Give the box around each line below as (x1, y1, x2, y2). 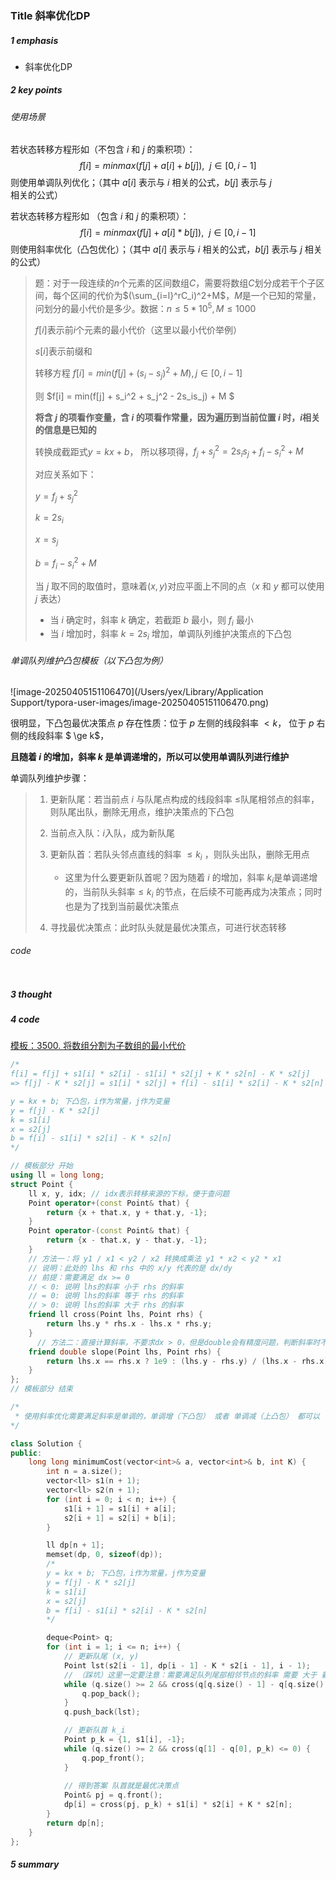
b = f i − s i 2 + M (34, 555, 97, 571)
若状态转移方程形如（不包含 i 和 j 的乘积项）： (10, 143, 196, 156)
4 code (10, 1013, 40, 1025)
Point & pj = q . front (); (63, 1790, 163, 1801)
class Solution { (10, 1438, 83, 1449)
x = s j (34, 533, 59, 548)
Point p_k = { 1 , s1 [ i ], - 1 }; (63, 1735, 186, 1745)
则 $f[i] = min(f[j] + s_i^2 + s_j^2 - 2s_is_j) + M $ (34, 390, 235, 402)
